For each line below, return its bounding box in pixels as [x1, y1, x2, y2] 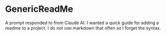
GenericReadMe [5, 3, 73, 15]
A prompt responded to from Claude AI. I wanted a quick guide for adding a [5, 20, 159, 26]
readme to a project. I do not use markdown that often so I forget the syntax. [5, 25, 161, 31]
